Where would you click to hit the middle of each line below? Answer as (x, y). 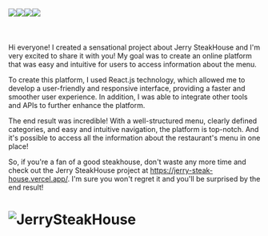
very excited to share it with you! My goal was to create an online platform (130, 55)
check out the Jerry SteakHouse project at (78, 170)
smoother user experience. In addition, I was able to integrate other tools (128, 97)
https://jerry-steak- (182, 170)
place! (19, 146)
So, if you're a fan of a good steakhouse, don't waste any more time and (127, 162)
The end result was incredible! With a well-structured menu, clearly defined (133, 121)
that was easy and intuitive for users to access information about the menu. (133, 64)
